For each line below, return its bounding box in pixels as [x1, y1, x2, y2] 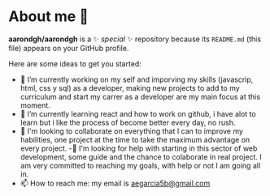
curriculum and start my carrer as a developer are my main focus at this [20, 92, 261, 101]
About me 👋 [8, 7, 89, 26]
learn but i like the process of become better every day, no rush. [20, 117, 236, 127]
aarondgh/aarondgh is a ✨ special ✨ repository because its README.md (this [8, 34, 262, 44]
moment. [20, 100, 50, 110]
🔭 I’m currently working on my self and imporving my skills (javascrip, [20, 75, 254, 84]
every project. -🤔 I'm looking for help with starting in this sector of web [20, 143, 258, 153]
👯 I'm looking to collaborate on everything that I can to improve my [20, 126, 244, 136]
